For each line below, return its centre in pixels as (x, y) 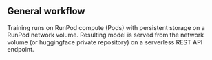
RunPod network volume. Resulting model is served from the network (106, 35)
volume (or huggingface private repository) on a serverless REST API (105, 42)
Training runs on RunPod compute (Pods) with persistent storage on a (106, 27)
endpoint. (21, 49)
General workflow (46, 11)
